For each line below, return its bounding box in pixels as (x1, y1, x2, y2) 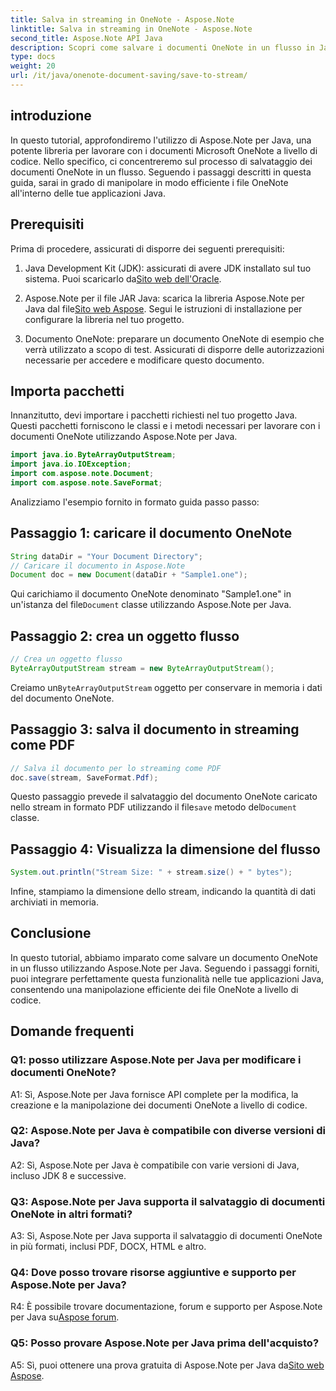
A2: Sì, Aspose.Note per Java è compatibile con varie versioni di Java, (10, 1159, 300, 1171)
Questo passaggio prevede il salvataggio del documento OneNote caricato (10, 791, 318, 803)
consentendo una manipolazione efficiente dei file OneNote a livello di (10, 983, 299, 995)
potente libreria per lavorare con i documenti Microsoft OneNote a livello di (10, 144, 318, 156)
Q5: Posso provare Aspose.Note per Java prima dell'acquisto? (10, 1336, 320, 1350)
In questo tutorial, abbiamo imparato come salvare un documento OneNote (10, 951, 319, 963)
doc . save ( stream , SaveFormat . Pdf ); (10, 772, 159, 783)
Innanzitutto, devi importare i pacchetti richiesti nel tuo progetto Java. (10, 409, 298, 421)
